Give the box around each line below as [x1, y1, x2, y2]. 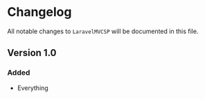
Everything [17, 84, 48, 92]
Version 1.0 [7, 47, 57, 59]
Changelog [7, 4, 72, 20]
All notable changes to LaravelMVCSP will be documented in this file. [7, 27, 199, 35]
